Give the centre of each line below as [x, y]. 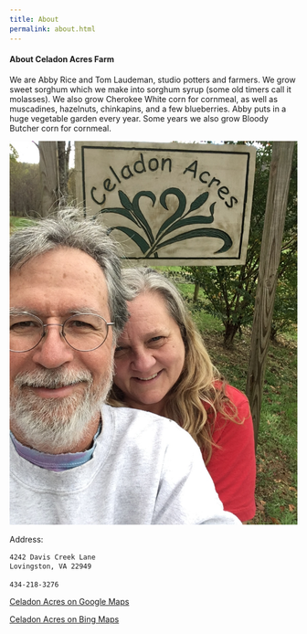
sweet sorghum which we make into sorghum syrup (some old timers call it [150, 89]
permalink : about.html [53, 29]
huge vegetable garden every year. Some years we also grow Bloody [139, 118]
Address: [26, 539]
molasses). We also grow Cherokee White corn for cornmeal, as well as [144, 99]
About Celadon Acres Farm [62, 59]
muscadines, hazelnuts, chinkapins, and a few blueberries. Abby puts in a [148, 109]
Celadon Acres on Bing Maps [64, 619]
